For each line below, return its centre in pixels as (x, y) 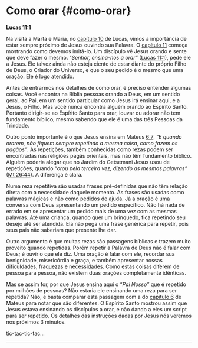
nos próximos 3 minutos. (36, 322)
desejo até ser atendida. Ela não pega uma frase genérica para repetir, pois (98, 223)
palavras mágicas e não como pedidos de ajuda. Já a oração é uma (88, 199)
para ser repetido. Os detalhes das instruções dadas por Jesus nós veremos (99, 316)
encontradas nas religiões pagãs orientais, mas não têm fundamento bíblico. (99, 155)
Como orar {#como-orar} (69, 11)
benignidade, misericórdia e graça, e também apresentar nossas (85, 260)
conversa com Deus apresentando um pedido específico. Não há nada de (96, 204)
